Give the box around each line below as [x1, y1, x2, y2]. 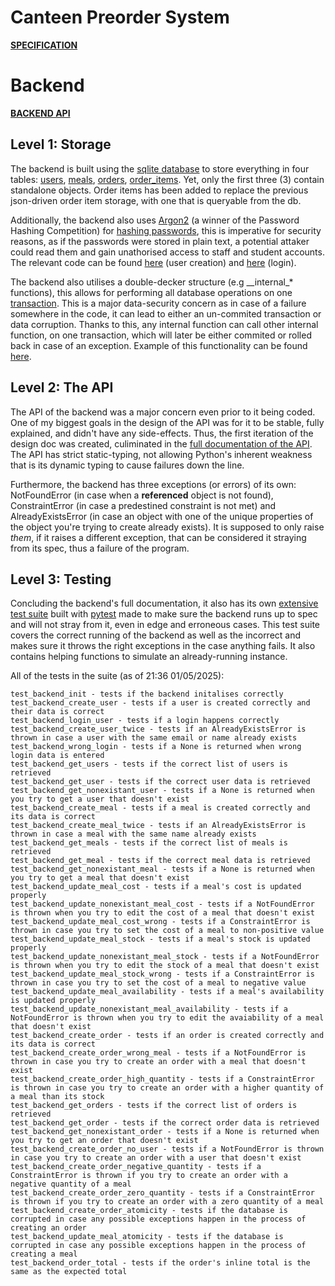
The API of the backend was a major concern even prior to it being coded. [10, 406, 316, 418]
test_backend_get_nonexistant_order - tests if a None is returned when [10, 1127, 320, 1137]
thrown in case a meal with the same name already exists [10, 829, 257, 840]
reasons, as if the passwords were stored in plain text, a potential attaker [10, 235, 310, 247]
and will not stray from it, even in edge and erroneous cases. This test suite [10, 619, 321, 631]
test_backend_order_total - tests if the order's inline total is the [10, 1258, 311, 1268]
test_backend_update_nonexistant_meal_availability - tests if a [10, 1004, 288, 1015]
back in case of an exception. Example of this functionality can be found [10, 339, 308, 351]
